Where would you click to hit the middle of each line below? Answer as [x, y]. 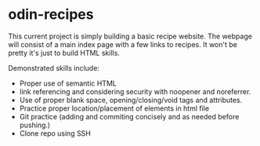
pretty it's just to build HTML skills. [64, 53]
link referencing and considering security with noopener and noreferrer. [135, 91]
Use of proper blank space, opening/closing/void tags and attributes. [131, 100]
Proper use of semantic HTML [68, 83]
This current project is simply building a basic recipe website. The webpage [130, 36]
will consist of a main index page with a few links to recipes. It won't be [123, 44]
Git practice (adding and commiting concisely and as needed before [129, 116]
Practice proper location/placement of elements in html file [114, 108]
